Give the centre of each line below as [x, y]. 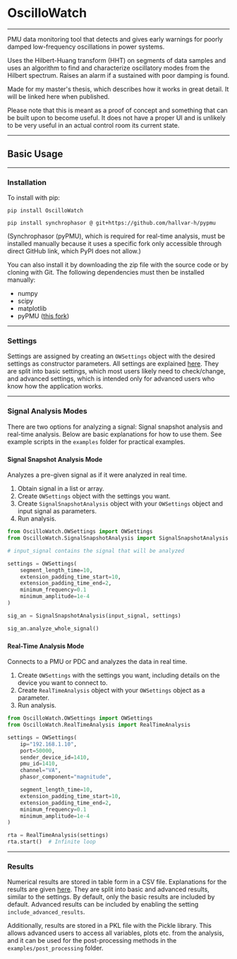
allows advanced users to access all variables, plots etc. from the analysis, [116, 933]
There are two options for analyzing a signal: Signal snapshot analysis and [115, 427]
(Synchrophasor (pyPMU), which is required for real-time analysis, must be [116, 236]
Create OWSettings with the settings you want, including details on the [119, 675]
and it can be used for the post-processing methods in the [92, 941]
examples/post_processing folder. [55, 948]
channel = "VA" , [41, 770]
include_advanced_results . [46, 912]
